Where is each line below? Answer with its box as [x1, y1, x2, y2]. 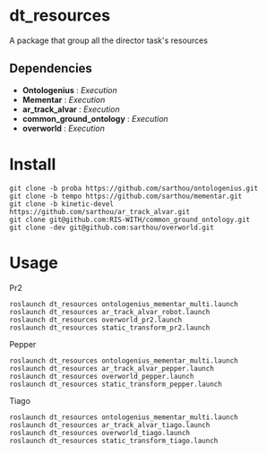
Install [9, 154, 56, 175]
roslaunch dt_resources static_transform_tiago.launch [9, 436, 219, 445]
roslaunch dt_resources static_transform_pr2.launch [9, 323, 211, 332]
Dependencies [9, 61, 92, 76]
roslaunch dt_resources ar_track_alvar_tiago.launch [9, 420, 211, 430]
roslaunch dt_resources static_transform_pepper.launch [9, 380, 222, 389]
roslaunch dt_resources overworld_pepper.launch [9, 372, 194, 381]
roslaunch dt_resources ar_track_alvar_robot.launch [9, 307, 211, 316]
